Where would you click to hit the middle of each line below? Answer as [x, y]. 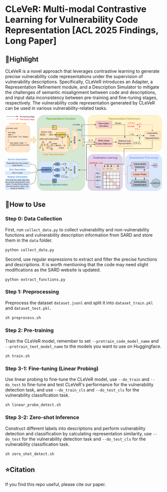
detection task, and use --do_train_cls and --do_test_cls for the [72, 390]
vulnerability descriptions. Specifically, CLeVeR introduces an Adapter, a [79, 82]
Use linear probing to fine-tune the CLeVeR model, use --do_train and [77, 380]
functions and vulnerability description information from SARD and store [79, 235]
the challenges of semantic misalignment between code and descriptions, [81, 92]
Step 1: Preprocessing [32, 292]
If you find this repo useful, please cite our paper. [55, 484]
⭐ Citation [20, 470]
